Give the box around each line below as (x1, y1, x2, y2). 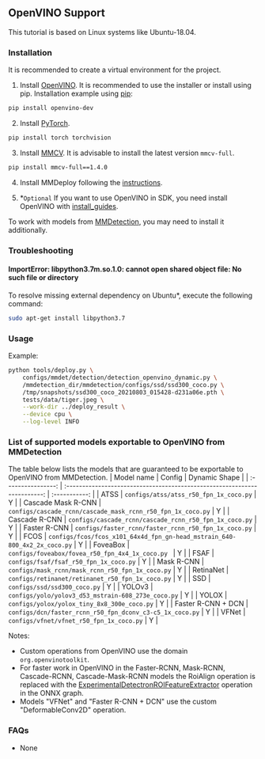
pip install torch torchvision (8, 134, 112, 142)
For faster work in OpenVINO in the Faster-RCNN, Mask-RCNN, (19, 663, 225, 673)
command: (8, 298, 44, 308)
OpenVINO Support (8, 6, 105, 20)
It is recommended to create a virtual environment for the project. (8, 65, 221, 74)
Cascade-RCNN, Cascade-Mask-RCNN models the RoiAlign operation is (19, 672, 256, 681)
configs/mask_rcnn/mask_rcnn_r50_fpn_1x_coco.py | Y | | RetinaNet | (8, 565, 229, 575)
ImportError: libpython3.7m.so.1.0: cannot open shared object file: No (8, 264, 242, 274)
